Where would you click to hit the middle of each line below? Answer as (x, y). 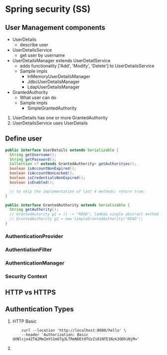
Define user (24, 138)
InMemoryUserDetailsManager (59, 76)
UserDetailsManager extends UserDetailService (61, 60)
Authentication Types (40, 309)
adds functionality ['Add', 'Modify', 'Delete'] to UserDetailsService (87, 66)
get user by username (42, 55)
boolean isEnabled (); (32, 182)
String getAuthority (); (34, 210)
